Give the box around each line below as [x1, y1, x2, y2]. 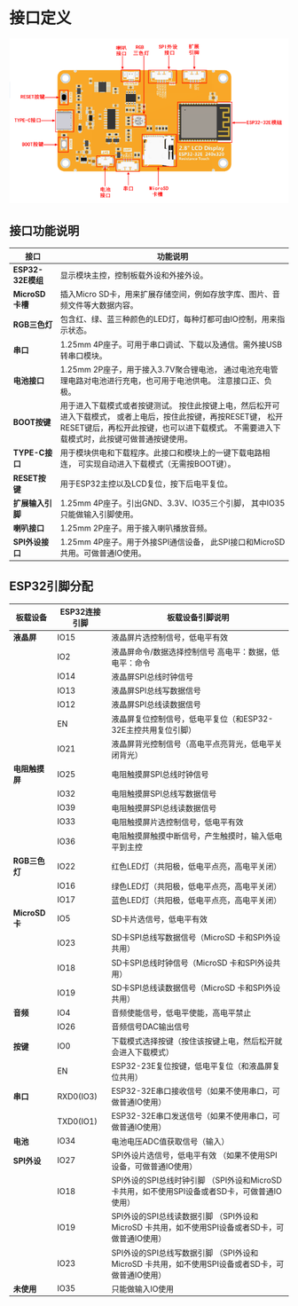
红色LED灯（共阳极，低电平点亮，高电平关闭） [111, 861, 282, 872]
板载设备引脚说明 [167, 612, 230, 623]
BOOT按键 [12, 417, 51, 428]
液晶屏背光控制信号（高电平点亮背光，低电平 [111, 738, 275, 749]
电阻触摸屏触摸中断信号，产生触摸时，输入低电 [111, 830, 283, 841]
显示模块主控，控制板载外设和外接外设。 [60, 270, 208, 280]
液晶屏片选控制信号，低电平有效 [111, 632, 229, 643]
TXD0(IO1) [57, 1115, 98, 1127]
